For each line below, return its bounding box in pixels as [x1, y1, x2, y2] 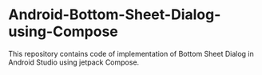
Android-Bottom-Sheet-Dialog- [8, 6, 221, 24]
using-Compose [8, 22, 118, 41]
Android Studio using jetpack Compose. [8, 57, 140, 67]
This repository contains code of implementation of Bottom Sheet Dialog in [8, 49, 254, 58]
